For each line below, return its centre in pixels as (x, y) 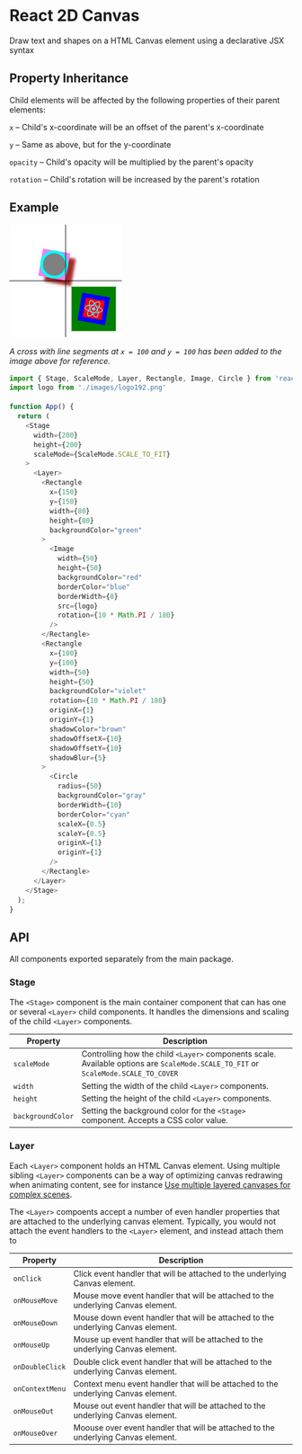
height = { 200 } (58, 445)
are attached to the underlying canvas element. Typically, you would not (143, 1221)
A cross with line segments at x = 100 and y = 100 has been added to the (146, 351)
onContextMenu (40, 1389)
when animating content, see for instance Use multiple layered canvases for (150, 1184)
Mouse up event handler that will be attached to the (168, 1340)
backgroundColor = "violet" (98, 691)
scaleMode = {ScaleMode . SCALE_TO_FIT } (102, 454)
